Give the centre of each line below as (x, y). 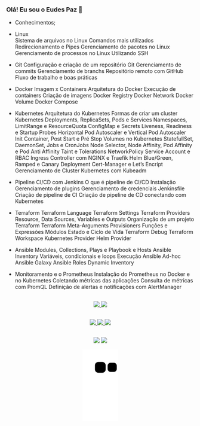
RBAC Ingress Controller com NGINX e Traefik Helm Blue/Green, (94, 158)
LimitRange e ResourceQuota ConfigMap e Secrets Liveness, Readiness (103, 126)
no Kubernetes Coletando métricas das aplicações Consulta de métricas (104, 281)
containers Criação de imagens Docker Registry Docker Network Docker (104, 96)
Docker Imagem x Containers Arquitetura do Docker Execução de (95, 89)
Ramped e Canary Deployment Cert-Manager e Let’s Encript (89, 165)
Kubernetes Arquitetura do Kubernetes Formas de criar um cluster (96, 114)
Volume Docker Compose (46, 102)
